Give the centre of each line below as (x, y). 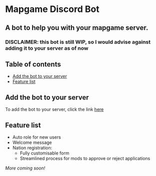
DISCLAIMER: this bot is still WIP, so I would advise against (78, 42)
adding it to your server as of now (47, 48)
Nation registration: (32, 147)
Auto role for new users (36, 137)
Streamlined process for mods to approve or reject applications (85, 158)
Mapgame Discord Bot (52, 9)
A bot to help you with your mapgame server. (77, 28)
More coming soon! (25, 168)
